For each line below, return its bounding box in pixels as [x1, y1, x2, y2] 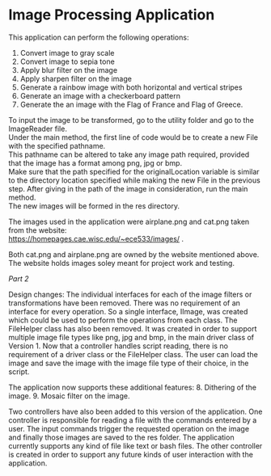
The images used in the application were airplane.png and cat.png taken [8, 217, 250, 226]
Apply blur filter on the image [19, 65, 118, 74]
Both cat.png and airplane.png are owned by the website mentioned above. [8, 249, 260, 259]
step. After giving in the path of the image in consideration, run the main [8, 183, 248, 193]
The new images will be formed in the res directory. [8, 200, 180, 211]
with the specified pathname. [8, 141, 106, 150]
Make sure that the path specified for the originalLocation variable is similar [8, 166, 260, 176]
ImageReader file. [8, 124, 67, 133]
